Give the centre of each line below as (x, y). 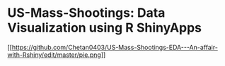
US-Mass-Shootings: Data (86, 13)
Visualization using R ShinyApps (105, 28)
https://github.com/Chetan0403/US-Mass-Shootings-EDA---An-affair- (115, 47)
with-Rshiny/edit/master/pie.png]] (57, 55)
